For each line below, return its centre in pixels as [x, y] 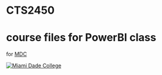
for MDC [17, 54]
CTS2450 [31, 10]
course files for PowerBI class [81, 38]
